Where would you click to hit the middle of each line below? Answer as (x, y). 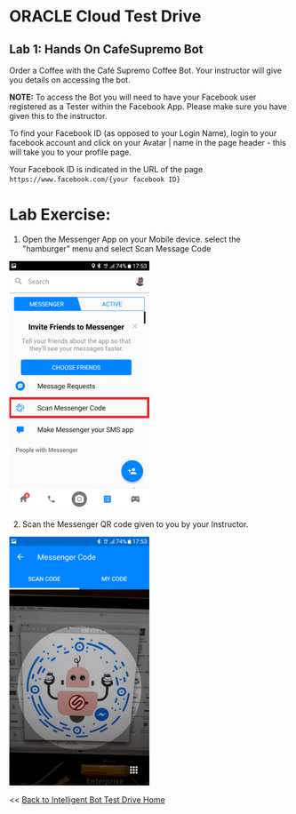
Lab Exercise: (60, 215)
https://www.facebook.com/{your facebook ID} (95, 180)
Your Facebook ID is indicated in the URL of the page (106, 169)
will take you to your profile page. (70, 152)
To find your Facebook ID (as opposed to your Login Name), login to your (143, 133)
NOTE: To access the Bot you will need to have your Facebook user (133, 97)
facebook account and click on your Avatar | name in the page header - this (148, 143)
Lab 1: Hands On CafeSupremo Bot (106, 49)
